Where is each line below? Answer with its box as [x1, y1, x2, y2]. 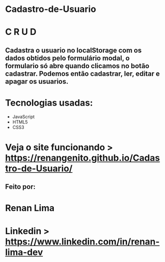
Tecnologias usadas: [5, 97, 93, 108]
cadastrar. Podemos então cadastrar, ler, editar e [5, 69, 160, 78]
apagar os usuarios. [5, 77, 69, 86]
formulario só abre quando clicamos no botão [5, 61, 150, 70]
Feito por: [5, 183, 36, 191]
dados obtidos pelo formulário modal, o [5, 54, 130, 62]
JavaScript [12, 114, 35, 120]
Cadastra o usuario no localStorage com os [5, 46, 142, 54]
